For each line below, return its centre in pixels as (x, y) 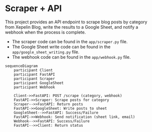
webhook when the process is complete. (46, 32)
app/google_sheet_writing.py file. (46, 52)
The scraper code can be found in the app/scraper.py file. (70, 41)
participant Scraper (34, 79)
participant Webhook (34, 87)
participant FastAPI (34, 74)
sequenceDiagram (21, 66)
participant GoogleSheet (39, 83)
